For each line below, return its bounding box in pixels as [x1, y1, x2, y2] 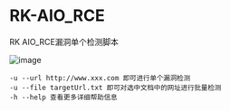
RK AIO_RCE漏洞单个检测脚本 [9, 36, 120, 47]
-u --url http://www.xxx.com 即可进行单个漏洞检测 [9, 73, 191, 82]
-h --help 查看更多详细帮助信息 [9, 92, 118, 102]
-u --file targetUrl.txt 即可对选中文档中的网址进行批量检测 [9, 83, 222, 92]
